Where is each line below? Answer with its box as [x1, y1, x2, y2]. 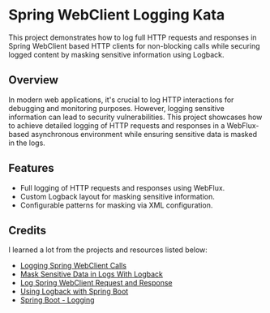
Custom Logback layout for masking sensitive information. [19, 191, 215, 201]
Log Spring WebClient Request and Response [19, 278, 173, 288]
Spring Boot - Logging [19, 295, 95, 305]
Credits [8, 223, 47, 237]
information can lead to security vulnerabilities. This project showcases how [8, 112, 263, 122]
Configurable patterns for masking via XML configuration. [19, 200, 213, 210]
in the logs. [8, 138, 46, 148]
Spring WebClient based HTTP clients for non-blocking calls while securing [8, 41, 261, 50]
